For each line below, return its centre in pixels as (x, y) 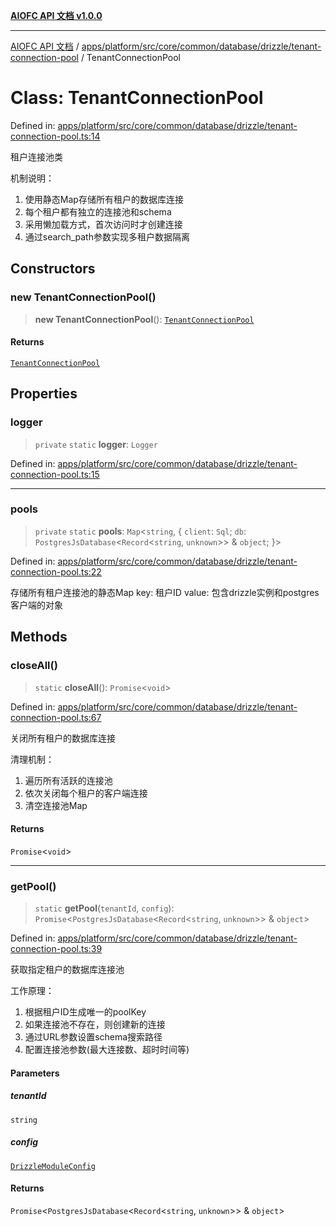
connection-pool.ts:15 (55, 474)
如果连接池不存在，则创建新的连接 (95, 1024)
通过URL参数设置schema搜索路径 (93, 1037)
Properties (44, 394)
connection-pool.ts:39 (56, 948)
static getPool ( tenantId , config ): (104, 908)
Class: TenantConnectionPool (137, 98)
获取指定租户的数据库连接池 (67, 969)
